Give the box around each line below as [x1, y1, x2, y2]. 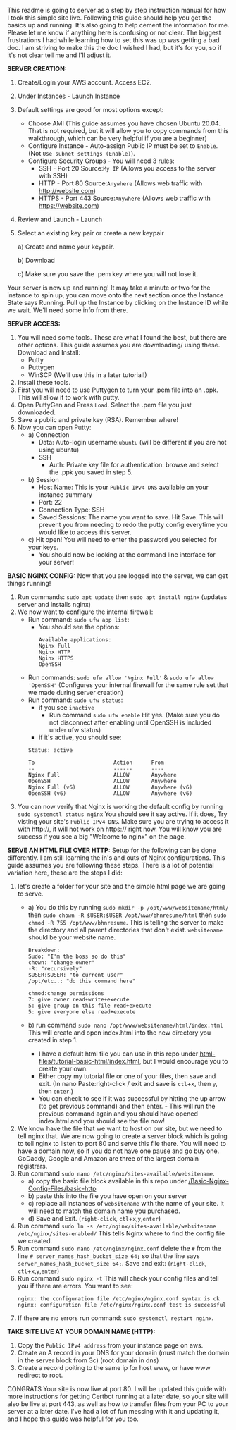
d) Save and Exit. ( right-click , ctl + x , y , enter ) [27, 1214, 161, 1222]
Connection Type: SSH [38, 505, 105, 514]
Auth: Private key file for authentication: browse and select [49, 461, 220, 469]
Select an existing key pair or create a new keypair [17, 229, 164, 237]
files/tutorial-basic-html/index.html [38, 1057, 139, 1065]
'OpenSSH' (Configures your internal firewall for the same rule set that [27, 681, 229, 689]
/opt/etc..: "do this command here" [27, 978, 136, 985]
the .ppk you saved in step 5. [49, 468, 133, 476]
